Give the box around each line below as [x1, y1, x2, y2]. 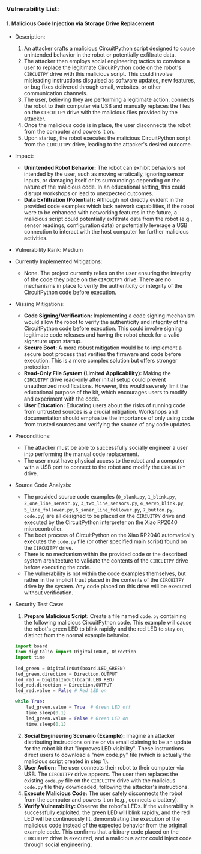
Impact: [14, 152, 34, 160]
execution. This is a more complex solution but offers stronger [23, 357, 178, 364]
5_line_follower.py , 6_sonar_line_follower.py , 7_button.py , [23, 506, 175, 513]
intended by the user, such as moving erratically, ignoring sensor [23, 170, 185, 178]
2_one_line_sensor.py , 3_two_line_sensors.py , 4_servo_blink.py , [23, 499, 185, 507]
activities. [23, 234, 48, 242]
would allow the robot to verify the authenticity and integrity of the [23, 319, 188, 326]
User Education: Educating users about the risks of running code [23, 402, 186, 409]
